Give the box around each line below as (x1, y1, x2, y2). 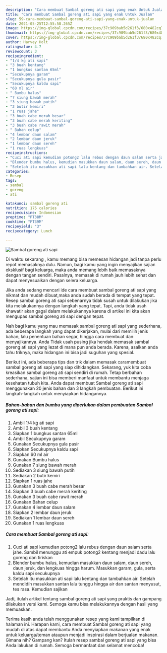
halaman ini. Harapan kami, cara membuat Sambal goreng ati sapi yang (5, 621, 151, 627)
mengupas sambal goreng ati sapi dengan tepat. (5, 313, 105, 319)
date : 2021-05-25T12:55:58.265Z (5, 21, 72, 26)
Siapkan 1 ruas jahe (12, 478, 53, 484)
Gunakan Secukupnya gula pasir (12, 440, 79, 447)
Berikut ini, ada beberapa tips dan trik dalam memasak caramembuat (5, 359, 146, 365)
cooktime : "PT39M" (5, 219, 44, 224)
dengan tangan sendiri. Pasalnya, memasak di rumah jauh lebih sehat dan (5, 272, 156, 278)
